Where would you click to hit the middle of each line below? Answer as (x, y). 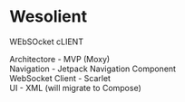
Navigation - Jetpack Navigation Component (93, 69)
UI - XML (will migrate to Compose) (76, 88)
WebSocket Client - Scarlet (60, 78)
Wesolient (49, 17)
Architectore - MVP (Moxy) (60, 59)
